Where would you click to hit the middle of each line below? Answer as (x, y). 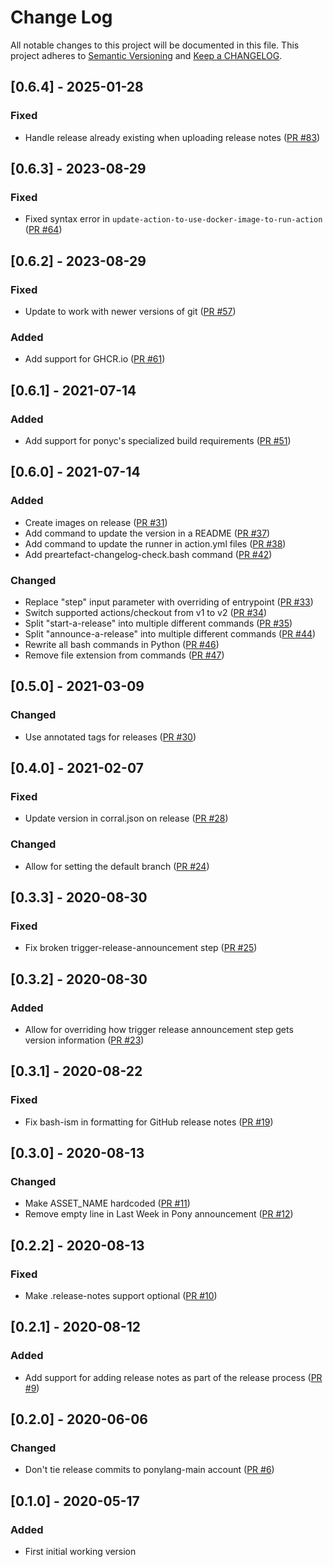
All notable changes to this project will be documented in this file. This (155, 45)
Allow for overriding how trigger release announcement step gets (159, 1030)
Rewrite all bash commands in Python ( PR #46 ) (122, 644)
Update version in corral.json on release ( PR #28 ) (126, 818)
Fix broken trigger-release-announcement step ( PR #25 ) (141, 948)
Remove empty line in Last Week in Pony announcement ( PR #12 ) (159, 1214)
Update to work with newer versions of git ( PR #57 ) (130, 311)
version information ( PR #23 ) (84, 1040)
